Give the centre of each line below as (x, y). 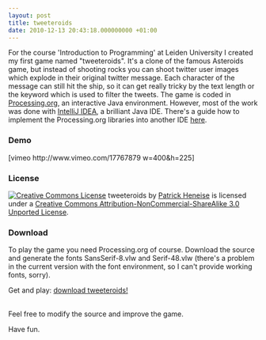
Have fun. (24, 330)
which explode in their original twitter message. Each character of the (122, 78)
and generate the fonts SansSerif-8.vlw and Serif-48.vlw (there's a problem (131, 259)
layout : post (30, 15)
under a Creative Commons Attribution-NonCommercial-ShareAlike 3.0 (124, 203)
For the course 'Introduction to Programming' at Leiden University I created (131, 53)
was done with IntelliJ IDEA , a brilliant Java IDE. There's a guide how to (124, 111)
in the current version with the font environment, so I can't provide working (130, 266)
